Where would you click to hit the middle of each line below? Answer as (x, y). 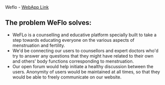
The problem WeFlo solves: (48, 23)
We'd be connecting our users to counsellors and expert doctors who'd (85, 50)
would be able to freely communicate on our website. (67, 77)
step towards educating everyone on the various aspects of (73, 40)
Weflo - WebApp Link (27, 7)
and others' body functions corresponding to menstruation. (73, 61)
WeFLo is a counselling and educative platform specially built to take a (84, 35)
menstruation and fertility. (39, 45)
